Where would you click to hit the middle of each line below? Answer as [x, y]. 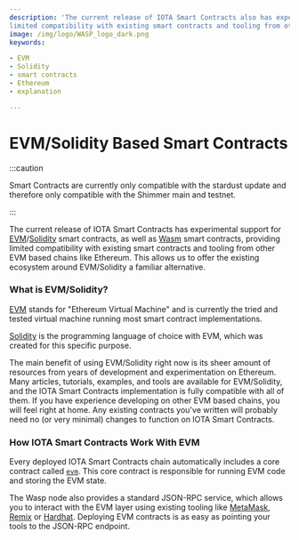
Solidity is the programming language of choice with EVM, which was [136, 335]
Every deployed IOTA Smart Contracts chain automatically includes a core [145, 462]
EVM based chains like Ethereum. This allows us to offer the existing [134, 257]
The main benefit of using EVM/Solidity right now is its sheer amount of [140, 362]
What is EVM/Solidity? [59, 290]
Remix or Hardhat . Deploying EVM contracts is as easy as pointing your [140, 517]
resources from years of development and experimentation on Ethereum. [143, 372]
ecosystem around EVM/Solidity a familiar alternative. [108, 267]
